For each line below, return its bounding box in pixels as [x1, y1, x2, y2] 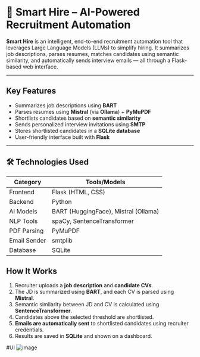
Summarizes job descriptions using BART [14, 101, 117, 109]
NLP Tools [9, 217, 38, 225]
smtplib [51, 236, 73, 244]
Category [14, 178, 42, 186]
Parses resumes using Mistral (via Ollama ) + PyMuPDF [14, 108, 151, 115]
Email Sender [9, 236, 46, 244]
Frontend [9, 188, 35, 196]
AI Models [9, 207, 37, 215]
